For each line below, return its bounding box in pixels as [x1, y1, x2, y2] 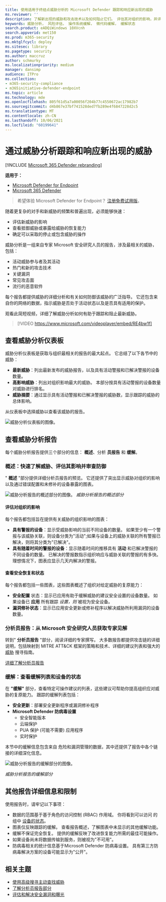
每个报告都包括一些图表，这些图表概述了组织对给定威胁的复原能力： [5, 581, 144, 588]
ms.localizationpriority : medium [5, 63, 74, 67]
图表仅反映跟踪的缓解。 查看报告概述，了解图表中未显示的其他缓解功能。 [12, 824, 161, 830]
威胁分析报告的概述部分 [76, 492, 124, 498]
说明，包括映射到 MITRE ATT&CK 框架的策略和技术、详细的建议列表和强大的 [5, 643, 161, 649]
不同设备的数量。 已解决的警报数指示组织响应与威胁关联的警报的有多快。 [12, 551, 161, 557]
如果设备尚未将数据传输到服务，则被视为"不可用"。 [12, 837, 116, 842]
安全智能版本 [19, 715, 46, 721]
